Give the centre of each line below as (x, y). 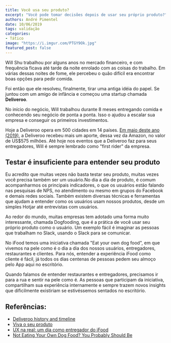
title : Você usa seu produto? (37, 10)
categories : (18, 34)
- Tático (15, 39)
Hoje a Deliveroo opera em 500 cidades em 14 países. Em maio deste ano (82, 130)
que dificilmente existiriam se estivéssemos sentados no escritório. (76, 291)
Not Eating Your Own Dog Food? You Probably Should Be (73, 335)
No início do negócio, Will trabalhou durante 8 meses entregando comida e (84, 109)
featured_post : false (28, 48)
